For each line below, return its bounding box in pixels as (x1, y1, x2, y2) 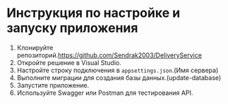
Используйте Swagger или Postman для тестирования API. (16, 88, 193, 97)
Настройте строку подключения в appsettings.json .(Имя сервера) (16, 66, 219, 74)
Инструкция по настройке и (6, 5, 181, 21)
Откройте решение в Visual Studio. (16, 58, 121, 67)
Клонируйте (16, 43, 54, 52)
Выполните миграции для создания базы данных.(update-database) (16, 73, 222, 82)
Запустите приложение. (16, 81, 90, 89)
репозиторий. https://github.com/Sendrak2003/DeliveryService (16, 51, 203, 59)
